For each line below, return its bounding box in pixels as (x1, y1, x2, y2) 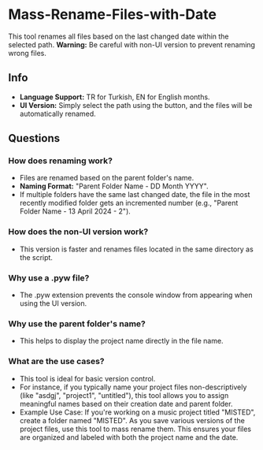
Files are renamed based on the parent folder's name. (19, 173, 194, 183)
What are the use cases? (8, 356, 105, 367)
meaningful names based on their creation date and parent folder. (19, 399, 233, 408)
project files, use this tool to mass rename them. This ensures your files (19, 424, 252, 433)
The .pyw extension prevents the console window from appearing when (19, 290, 253, 300)
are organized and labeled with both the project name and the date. (19, 432, 239, 442)
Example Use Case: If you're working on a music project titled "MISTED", (19, 407, 256, 417)
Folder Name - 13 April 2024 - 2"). (19, 206, 131, 216)
